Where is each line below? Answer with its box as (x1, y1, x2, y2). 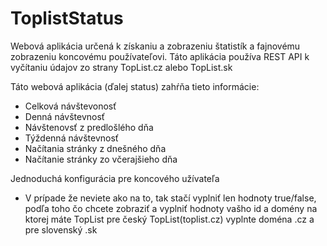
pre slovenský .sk (24, 223, 98, 236)
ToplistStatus (10, 7, 124, 30)
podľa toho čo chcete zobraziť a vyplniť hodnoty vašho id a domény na (24, 202, 318, 214)
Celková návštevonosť (24, 100, 117, 112)
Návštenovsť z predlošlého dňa (24, 121, 154, 133)
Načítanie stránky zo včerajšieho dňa (24, 153, 178, 165)
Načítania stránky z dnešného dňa (24, 142, 167, 154)
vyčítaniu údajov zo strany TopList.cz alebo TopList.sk (10, 61, 233, 73)
